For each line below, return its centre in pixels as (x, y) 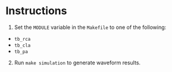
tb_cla (22, 45)
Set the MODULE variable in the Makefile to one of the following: (90, 27)
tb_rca (22, 39)
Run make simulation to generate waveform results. (77, 63)
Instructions (36, 11)
